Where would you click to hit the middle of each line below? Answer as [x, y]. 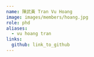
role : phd [18, 23]
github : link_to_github [40, 45]
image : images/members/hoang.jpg [47, 17]
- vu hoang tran [31, 34]
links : [14, 39]
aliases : [17, 28]
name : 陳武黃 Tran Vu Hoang [39, 12]
